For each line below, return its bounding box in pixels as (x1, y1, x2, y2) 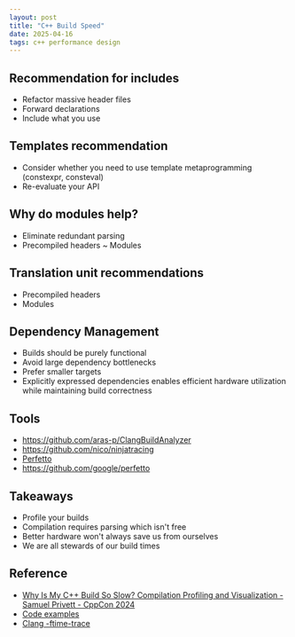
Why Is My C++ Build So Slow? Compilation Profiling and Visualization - (21, 589, 283, 600)
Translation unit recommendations (9, 265, 205, 280)
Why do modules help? (9, 207, 139, 222)
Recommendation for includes (9, 70, 180, 85)
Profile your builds (21, 512, 89, 523)
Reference (9, 566, 68, 581)
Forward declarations (21, 104, 100, 114)
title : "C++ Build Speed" (9, 21, 105, 30)
